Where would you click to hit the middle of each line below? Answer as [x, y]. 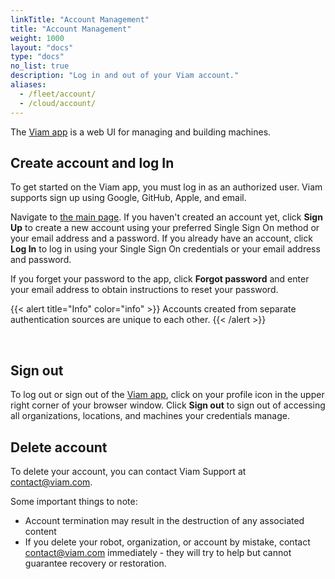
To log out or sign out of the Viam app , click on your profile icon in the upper [167, 395]
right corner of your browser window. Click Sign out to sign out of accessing [168, 405]
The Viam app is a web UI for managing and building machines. [141, 132]
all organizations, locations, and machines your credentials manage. [150, 416]
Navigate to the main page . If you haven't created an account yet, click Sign [166, 217]
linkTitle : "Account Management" [80, 19]
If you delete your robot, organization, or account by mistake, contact [167, 542]
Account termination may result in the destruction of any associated [164, 520]
